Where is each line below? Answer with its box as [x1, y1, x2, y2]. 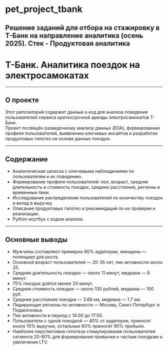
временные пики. [12, 189, 50, 196]
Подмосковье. [12, 307, 43, 313]
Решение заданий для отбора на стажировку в [5, 24, 160, 32]
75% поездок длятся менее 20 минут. [12, 280, 93, 286]
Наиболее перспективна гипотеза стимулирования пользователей [12, 328, 156, 334]
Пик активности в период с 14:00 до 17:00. [12, 312, 103, 318]
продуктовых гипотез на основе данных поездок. [5, 136, 111, 142]
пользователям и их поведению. [12, 174, 82, 180]
